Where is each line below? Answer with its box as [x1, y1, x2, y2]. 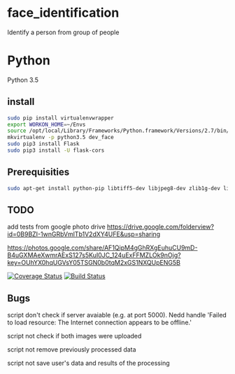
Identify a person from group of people [7, 28, 120, 36]
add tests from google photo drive [7, 222, 106, 231]
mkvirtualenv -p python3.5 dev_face [7, 134, 114, 141]
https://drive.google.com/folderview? [107, 222, 215, 231]
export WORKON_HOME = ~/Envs [7, 121, 86, 128]
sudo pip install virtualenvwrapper [7, 114, 114, 122]
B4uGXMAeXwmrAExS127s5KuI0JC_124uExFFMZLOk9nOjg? [7, 251, 181, 259]
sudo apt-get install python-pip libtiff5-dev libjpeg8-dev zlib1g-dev [7, 185, 220, 192]
